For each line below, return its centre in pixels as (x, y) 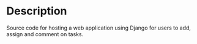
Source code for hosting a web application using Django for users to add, (99, 28)
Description (37, 11)
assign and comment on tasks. (45, 34)
